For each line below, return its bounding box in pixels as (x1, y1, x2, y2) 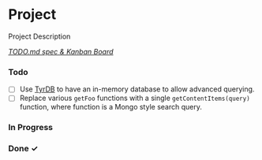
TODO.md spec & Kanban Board (8, 47, 114, 56)
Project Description (8, 32, 71, 41)
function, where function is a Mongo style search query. (19, 102, 203, 112)
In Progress (8, 122, 54, 133)
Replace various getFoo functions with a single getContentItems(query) (19, 93, 250, 103)
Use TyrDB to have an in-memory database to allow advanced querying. (19, 84, 255, 94)
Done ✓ (8, 143, 39, 154)
